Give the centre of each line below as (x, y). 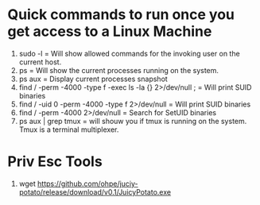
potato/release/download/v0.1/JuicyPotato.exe (95, 191)
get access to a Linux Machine (110, 31)
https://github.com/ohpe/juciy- (88, 184)
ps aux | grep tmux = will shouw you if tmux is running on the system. (133, 121)
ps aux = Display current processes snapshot (93, 79)
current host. (40, 62)
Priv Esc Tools (55, 162)
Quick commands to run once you (121, 15)
